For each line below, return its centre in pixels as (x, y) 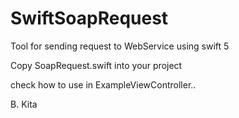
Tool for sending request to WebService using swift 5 (120, 46)
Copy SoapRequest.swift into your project (96, 65)
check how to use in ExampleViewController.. (103, 84)
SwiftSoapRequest (89, 18)
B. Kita (24, 104)
